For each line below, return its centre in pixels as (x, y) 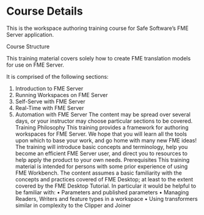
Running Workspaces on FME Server (61, 95)
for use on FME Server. (35, 65)
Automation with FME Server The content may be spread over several (103, 114)
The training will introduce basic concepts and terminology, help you (101, 147)
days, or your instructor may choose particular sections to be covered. (104, 121)
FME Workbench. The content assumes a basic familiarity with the (98, 173)
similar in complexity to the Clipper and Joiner (73, 205)
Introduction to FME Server (49, 88)
